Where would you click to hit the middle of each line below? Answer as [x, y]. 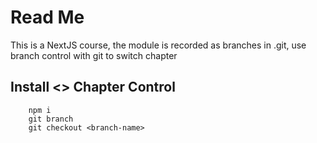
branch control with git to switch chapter [94, 55]
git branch [51, 119]
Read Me [47, 17]
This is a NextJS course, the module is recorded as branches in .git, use [158, 45]
